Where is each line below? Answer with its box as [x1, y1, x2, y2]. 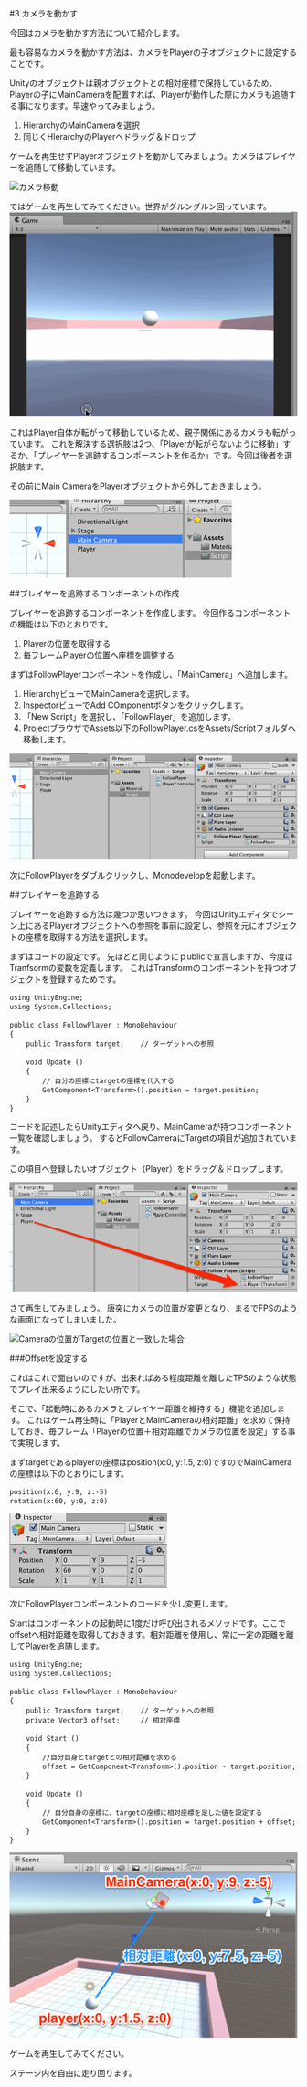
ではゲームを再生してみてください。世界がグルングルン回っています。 [9, 201, 272, 212]
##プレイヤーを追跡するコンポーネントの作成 [9, 587, 180, 598]
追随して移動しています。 [25, 163, 121, 173]
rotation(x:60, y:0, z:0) [9, 1497, 108, 1506]
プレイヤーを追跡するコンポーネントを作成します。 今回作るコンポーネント [9, 606, 291, 618]
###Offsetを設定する [9, 1353, 89, 1364]
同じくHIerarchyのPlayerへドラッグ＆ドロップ [22, 132, 196, 142]
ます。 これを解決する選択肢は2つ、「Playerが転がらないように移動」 [25, 437, 283, 449]
